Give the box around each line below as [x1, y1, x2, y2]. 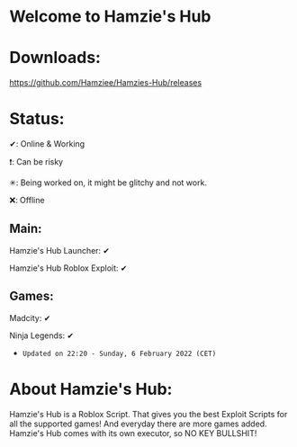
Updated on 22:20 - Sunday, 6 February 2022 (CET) [22, 349, 217, 358]
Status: [9, 109, 65, 130]
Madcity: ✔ [9, 312, 51, 323]
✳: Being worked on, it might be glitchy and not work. [9, 177, 207, 188]
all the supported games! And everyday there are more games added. [9, 418, 267, 429]
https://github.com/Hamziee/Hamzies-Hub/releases [9, 77, 202, 88]
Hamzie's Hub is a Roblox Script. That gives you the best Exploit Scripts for [9, 408, 288, 419]
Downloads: [9, 48, 102, 68]
